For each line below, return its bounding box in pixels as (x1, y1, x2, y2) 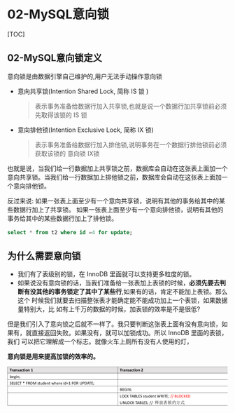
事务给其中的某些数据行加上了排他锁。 (7, 214, 117, 222)
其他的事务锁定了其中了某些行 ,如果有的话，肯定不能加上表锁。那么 (36, 287, 228, 296)
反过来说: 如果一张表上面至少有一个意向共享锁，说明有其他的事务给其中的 (7, 196, 219, 205)
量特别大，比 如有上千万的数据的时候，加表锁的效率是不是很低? (17, 305, 201, 313)
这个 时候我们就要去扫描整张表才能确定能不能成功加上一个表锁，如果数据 (17, 296, 228, 305)
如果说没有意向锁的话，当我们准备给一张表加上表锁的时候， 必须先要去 (17, 278, 220, 287)
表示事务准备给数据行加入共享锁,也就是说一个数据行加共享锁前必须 (34, 102, 227, 110)
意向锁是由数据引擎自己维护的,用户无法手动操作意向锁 (7, 72, 163, 81)
